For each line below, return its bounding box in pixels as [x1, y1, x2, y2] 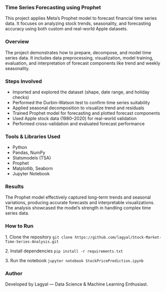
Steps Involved [5, 77, 42, 84]
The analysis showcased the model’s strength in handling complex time [5, 205, 151, 211]
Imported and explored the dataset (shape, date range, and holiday [12, 89, 150, 95]
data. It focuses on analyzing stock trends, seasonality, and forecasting [5, 20, 151, 26]
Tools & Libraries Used [5, 133, 61, 140]
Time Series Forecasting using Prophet [5, 4, 101, 11]
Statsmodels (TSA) [12, 155, 51, 161]
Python [12, 145, 27, 150]
